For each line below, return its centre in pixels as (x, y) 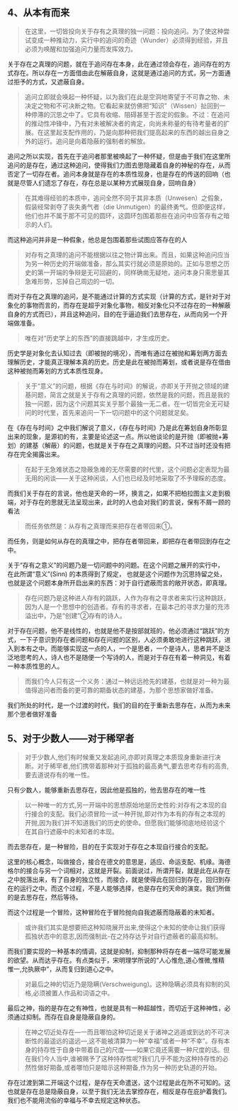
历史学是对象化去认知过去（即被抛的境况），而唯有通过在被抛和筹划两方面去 (118, 353)
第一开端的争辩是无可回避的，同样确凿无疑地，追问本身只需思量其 (134, 272)
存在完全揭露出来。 (35, 454)
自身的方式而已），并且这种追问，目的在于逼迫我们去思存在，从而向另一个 (114, 314)
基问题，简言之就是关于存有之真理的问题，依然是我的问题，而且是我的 (127, 394)
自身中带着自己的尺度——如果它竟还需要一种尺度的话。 (143, 1049)
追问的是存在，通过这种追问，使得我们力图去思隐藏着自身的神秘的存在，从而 (119, 165)
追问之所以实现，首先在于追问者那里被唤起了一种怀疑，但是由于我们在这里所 (119, 156)
